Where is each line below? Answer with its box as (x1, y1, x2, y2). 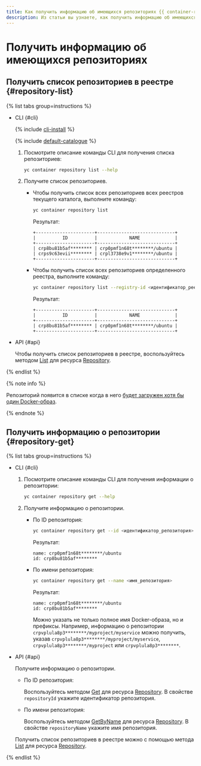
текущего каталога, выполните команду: (32, 196, 136, 203)
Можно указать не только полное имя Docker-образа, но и (32, 616, 184, 623)
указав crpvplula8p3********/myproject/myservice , (32, 635, 160, 642)
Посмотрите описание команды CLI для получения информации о (23, 475, 194, 482)
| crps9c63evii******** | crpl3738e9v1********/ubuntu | (32, 251, 178, 257)
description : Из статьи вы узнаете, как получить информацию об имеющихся (6, 14, 197, 20)
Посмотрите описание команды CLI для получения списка (23, 148, 175, 156)
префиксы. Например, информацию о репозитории (32, 622, 165, 630)
